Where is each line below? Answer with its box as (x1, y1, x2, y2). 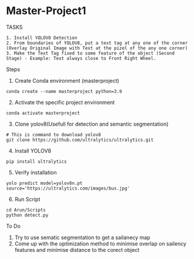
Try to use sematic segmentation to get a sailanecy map (14, 234, 150, 241)
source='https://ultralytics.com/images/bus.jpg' (6, 185, 131, 191)
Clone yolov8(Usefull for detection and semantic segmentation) (14, 120, 169, 127)
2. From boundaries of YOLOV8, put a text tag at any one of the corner (6, 40, 188, 46)
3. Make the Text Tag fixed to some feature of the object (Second (6, 50, 175, 56)
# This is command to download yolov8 (6, 132, 101, 137)
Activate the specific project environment (14, 99, 115, 106)
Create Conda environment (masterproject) (14, 77, 119, 84)
